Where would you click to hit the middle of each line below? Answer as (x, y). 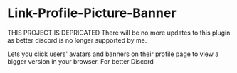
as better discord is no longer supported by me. (77, 40)
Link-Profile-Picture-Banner (92, 13)
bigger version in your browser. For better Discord (81, 61)
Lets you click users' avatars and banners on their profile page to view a (113, 54)
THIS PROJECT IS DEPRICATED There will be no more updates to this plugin (119, 33)
